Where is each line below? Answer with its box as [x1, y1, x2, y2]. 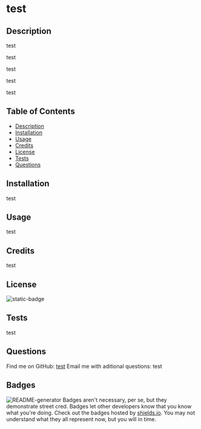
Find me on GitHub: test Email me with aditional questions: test [6, 362, 162, 370]
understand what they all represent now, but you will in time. [6, 415, 156, 422]
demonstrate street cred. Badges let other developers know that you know [6, 402, 192, 410]
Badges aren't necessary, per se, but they [62, 396, 168, 404]
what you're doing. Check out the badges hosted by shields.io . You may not [6, 409, 196, 416]
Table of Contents [6, 106, 76, 117]
